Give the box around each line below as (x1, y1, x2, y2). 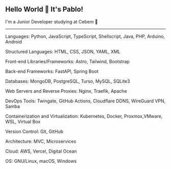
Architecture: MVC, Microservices (5, 138, 76, 144)
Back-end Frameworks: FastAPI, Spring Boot (5, 68, 99, 74)
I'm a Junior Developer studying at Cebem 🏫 (5, 18, 98, 24)
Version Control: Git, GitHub (5, 128, 64, 134)
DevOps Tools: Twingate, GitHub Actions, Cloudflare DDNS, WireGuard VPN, (5, 98, 166, 104)
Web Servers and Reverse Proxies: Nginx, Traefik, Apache (5, 88, 127, 94)
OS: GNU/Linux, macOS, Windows (5, 158, 77, 164)
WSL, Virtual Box (5, 118, 41, 125)
